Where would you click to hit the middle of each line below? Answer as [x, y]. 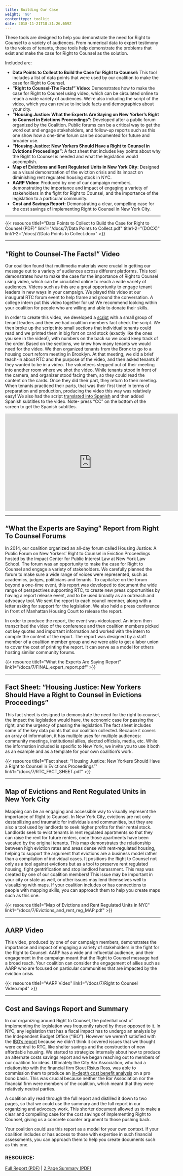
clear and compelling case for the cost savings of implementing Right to [78, 1114]
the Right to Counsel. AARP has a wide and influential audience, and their [79, 953]
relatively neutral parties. [30, 1089]
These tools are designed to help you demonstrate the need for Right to [78, 38]
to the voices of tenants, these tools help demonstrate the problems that [78, 48]
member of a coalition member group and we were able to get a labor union [82, 642]
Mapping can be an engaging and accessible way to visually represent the [81, 811]
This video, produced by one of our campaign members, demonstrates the [81, 942]
